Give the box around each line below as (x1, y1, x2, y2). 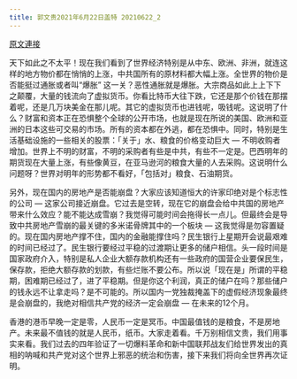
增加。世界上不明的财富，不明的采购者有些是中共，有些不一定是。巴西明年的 (9, 145, 288, 156)
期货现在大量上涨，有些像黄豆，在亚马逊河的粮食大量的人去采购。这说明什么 (9, 157, 288, 167)
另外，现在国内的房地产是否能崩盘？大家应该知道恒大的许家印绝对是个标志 (9, 187, 280, 197)
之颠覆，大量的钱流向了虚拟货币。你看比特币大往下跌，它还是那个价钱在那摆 (9, 90, 288, 101)
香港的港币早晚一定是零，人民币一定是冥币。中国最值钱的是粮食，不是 (9, 316, 265, 327)
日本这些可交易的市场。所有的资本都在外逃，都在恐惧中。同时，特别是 (24, 123, 280, 134)
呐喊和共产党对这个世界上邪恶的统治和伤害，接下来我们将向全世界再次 (24, 349, 280, 360)
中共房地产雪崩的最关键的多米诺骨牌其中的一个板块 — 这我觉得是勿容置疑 (16, 220, 285, 230)
